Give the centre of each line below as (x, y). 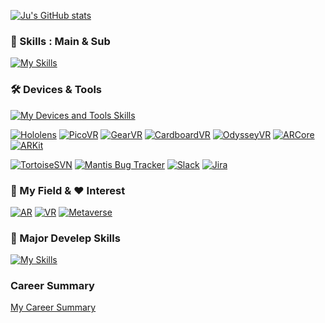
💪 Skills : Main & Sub (60, 41)
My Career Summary (53, 307)
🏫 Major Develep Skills (65, 238)
